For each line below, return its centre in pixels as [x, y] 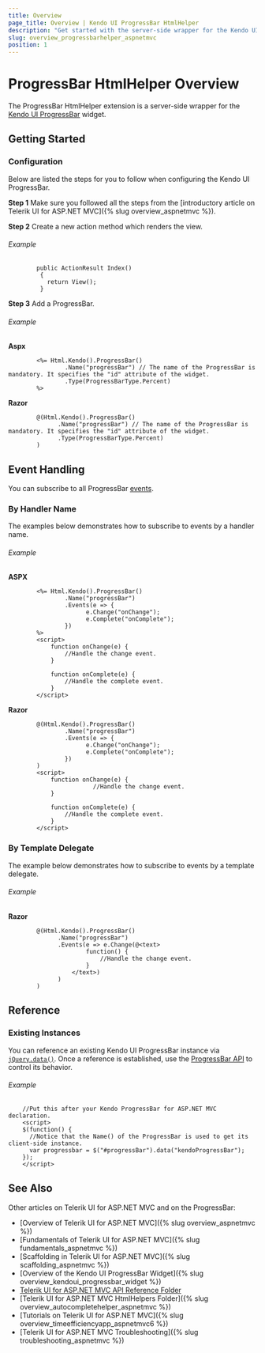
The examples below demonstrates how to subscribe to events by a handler [131, 526]
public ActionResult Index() [84, 268]
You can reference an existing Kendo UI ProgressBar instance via [114, 1050]
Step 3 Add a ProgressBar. [51, 303]
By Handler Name [43, 508]
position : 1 [28, 45]
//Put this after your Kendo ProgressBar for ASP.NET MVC [119, 1109]
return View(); [72, 282]
